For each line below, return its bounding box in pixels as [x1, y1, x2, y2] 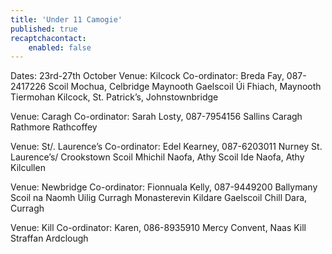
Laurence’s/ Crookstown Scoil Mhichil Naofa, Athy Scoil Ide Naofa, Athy [10, 151, 305, 163]
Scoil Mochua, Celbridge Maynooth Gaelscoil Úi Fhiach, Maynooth [48, 81, 322, 93]
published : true [10, 24, 78, 34]
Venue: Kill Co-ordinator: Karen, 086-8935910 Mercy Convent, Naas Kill [10, 222, 307, 234]
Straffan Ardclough [10, 232, 89, 245]
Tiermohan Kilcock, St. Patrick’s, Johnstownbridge [10, 91, 219, 103]
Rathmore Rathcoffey [10, 121, 98, 133]
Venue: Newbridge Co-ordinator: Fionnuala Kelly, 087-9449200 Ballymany [10, 181, 318, 193]
